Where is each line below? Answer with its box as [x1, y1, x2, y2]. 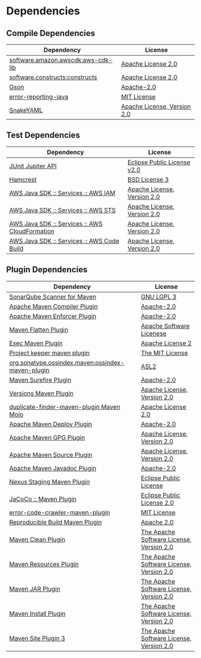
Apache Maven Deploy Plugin [9, 419, 92, 428]
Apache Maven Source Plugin [9, 451, 93, 459]
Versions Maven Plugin [9, 389, 74, 397]
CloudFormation [9, 227, 55, 235]
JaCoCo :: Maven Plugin [9, 494, 77, 503]
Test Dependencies [6, 130, 80, 140]
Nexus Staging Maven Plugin [9, 478, 90, 486]
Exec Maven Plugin [9, 339, 63, 347]
